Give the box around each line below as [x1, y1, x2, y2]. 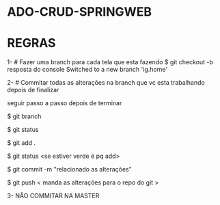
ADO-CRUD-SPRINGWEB [7, 4, 152, 20]
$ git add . [7, 139, 36, 147]
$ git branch [7, 112, 42, 120]
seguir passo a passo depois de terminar [7, 99, 122, 107]
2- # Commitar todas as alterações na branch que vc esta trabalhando [7, 79, 205, 87]
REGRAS [7, 36, 56, 51]
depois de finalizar [7, 86, 59, 94]
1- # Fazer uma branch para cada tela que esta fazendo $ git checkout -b [7, 58, 213, 66]
